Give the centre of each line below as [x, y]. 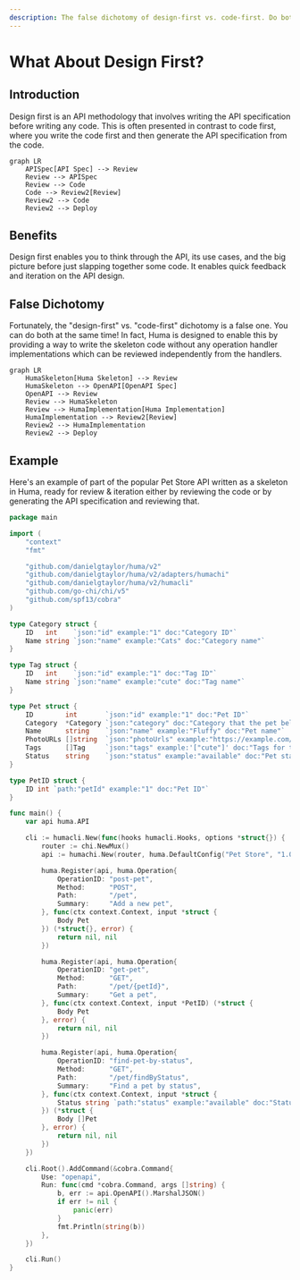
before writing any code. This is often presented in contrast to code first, [143, 125]
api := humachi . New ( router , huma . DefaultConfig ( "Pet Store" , [158, 854]
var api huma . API [58, 822]
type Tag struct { [43, 665]
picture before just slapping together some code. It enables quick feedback [148, 267]
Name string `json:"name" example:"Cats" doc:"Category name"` [146, 640]
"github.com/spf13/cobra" [74, 600]
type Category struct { [54, 624]
